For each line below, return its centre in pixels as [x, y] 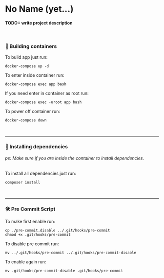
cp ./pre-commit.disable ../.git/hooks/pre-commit [58, 231]
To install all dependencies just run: [41, 173]
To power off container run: [32, 111]
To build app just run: [26, 57]
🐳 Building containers [31, 46]
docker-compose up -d [27, 66]
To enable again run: [26, 262]
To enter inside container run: [35, 75]
